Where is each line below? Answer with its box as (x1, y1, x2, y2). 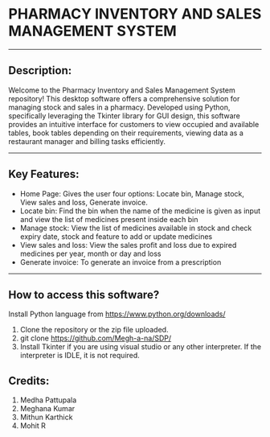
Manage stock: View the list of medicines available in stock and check (19, 223, 252, 233)
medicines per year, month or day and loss (19, 249, 162, 258)
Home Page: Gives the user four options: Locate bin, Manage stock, (19, 188, 245, 198)
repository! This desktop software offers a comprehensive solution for (8, 93, 240, 103)
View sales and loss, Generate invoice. (19, 197, 149, 207)
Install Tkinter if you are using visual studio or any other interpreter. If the (19, 342, 262, 352)
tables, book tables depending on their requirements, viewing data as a (8, 128, 243, 138)
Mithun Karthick (19, 412, 73, 423)
